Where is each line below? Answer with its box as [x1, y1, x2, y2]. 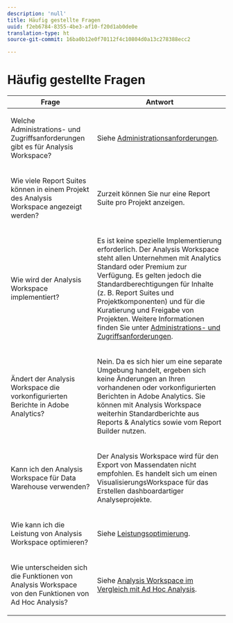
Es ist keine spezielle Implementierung [96, 236, 222, 245]
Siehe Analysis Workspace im [96, 576, 193, 585]
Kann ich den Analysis [10, 464, 83, 474]
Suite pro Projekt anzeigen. [96, 197, 185, 207]
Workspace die [10, 383, 60, 393]
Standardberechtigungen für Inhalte [96, 280, 214, 289]
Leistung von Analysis [10, 529, 83, 539]
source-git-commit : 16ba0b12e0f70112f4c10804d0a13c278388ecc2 [7, 36, 191, 43]
